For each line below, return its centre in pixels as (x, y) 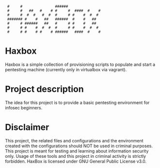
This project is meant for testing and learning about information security (77, 151)
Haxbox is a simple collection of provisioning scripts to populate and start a (80, 64)
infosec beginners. (24, 107)
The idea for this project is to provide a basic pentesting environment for (77, 102)
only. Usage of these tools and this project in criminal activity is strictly (76, 156)
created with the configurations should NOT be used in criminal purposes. (79, 146)
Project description (44, 89)
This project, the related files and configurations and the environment (74, 140)
